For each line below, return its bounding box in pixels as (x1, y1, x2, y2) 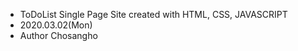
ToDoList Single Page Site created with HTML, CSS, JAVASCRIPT (19, 9, 288, 20)
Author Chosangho (19, 30, 98, 41)
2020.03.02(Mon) (19, 19, 93, 31)
